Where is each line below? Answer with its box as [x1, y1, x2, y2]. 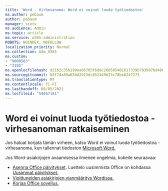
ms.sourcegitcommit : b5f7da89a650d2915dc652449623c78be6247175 [5, 72, 140, 77]
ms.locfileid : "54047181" [5, 91, 59, 96]
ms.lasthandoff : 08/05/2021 [5, 86, 64, 91]
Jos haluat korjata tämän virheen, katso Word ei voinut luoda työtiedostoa [5, 139, 157, 145]
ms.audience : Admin [5, 26, 46, 31]
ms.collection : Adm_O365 [5, 49, 57, 54]
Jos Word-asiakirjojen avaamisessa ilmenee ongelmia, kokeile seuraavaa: [5, 154, 156, 160]
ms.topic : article [5, 30, 43, 35]
